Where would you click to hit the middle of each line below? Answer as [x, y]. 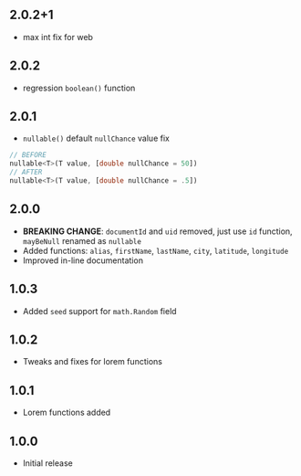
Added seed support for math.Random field [99, 311]
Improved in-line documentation [83, 260]
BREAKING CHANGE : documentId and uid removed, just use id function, [158, 231]
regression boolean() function [79, 88]
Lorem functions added [67, 413]
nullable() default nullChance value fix [96, 138]
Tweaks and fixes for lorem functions [92, 362]
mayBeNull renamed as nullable [82, 240]
